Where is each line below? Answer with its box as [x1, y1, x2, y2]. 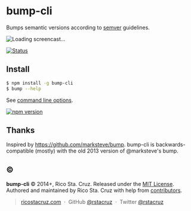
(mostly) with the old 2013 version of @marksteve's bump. [35, 147, 179, 154]
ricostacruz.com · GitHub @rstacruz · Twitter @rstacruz [20, 198, 164, 206]
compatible [6, 147, 34, 154]
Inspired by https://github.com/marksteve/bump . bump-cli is [6, 141, 155, 148]
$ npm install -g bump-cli [6, 80, 73, 86]
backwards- [156, 141, 186, 148]
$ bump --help [6, 85, 42, 92]
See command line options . [6, 97, 73, 104]
